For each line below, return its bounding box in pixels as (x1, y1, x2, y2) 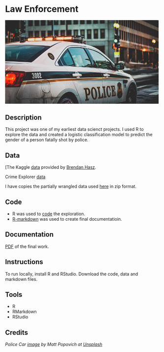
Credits (5, 328, 28, 337)
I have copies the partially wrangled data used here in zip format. (5, 184, 137, 190)
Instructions (5, 258, 43, 266)
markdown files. (5, 276, 38, 282)
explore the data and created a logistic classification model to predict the (5, 132, 153, 138)
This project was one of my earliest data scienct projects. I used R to (5, 126, 144, 132)
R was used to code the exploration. (12, 211, 85, 217)
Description (5, 113, 42, 121)
